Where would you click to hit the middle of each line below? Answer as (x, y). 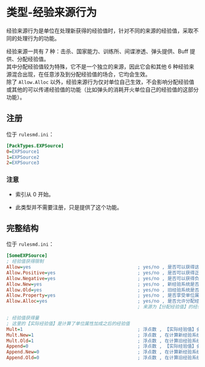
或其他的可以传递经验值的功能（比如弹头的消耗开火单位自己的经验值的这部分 (103, 89)
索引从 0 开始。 (34, 194)
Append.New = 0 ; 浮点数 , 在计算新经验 (99, 352)
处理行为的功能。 (38, 38)
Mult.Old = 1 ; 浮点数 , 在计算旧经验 (99, 341)
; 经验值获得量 (23, 318)
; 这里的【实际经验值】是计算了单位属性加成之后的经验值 (68, 324)
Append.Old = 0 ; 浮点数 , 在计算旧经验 (99, 358)
